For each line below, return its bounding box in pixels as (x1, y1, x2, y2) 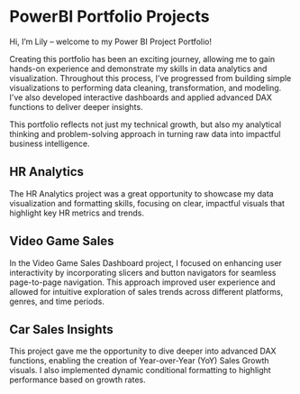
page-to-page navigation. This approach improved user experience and (9, 277, 277, 288)
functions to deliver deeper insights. (9, 101, 143, 112)
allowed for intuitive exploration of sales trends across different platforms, (9, 286, 284, 297)
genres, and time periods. (9, 296, 105, 307)
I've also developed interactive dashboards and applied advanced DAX (9, 92, 272, 103)
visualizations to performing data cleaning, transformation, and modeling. (9, 82, 282, 93)
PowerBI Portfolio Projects (9, 6, 210, 27)
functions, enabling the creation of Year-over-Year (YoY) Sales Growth (9, 355, 269, 366)
